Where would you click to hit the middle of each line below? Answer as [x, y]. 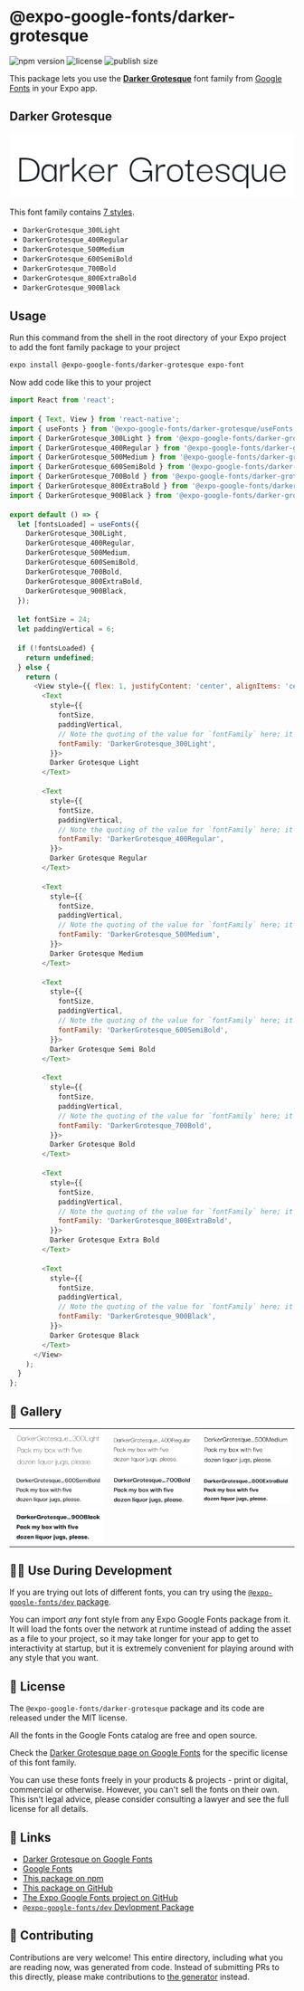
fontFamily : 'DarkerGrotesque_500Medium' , [139, 935]
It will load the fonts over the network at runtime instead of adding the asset [151, 1629]
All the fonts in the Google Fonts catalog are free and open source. [133, 1736]
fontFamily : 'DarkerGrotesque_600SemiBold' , [143, 1030]
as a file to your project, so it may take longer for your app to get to [134, 1639]
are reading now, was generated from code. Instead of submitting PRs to [145, 1967]
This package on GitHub [67, 1888]
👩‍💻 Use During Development [91, 1571]
